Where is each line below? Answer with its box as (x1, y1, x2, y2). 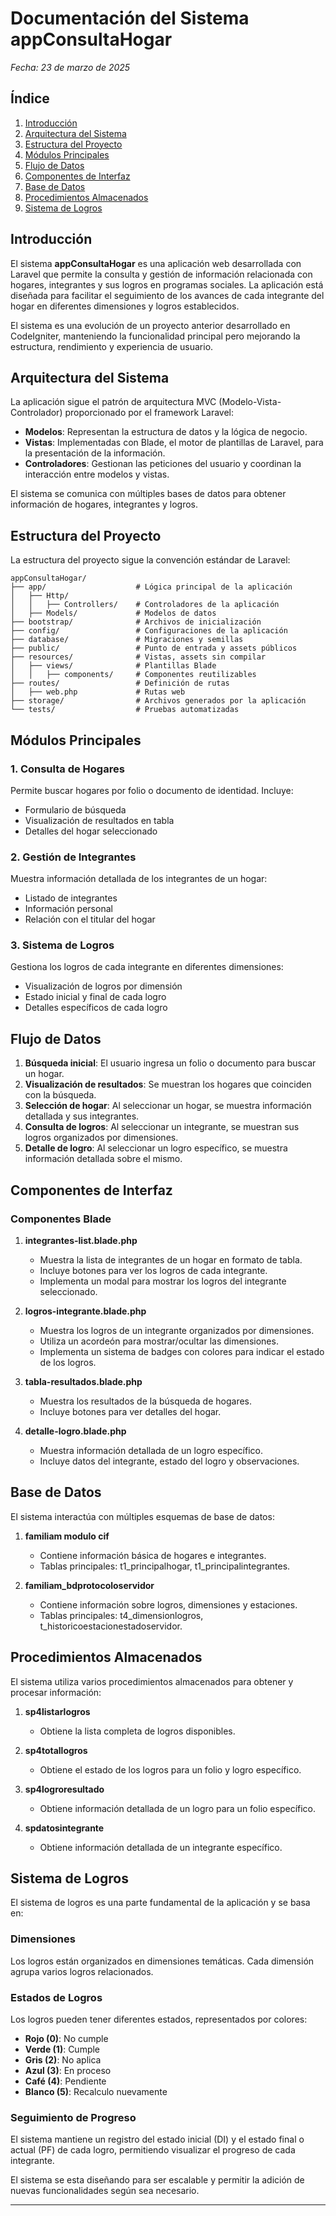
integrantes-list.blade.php (24, 1234, 138, 1246)
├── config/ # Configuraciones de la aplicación (10, 626, 288, 636)
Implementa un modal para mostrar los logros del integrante (39, 1275, 287, 1287)
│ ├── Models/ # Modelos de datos (10, 608, 217, 619)
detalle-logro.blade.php (24, 1425, 127, 1437)
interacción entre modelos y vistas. (24, 468, 170, 481)
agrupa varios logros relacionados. (10, 1965, 154, 1977)
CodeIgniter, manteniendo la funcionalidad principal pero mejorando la (10, 330, 301, 342)
